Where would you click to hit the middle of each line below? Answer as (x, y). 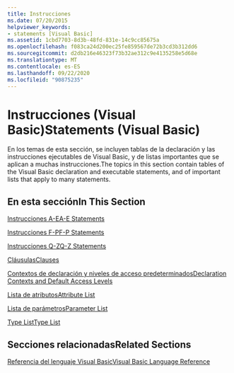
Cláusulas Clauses (33, 260)
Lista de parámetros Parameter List (58, 309)
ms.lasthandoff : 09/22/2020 (49, 73)
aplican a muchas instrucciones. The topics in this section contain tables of (116, 164)
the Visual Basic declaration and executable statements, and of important (114, 172)
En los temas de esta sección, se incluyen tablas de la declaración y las (111, 149)
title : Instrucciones (39, 14)
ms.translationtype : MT (42, 60)
